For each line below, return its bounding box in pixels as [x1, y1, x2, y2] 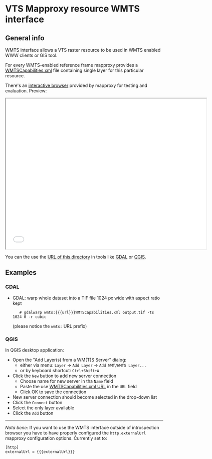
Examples [5, 268, 37, 277]
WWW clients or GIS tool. [5, 52, 58, 58]
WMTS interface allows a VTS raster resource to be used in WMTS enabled [5, 47, 161, 53]
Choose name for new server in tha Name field [20, 378, 114, 384]
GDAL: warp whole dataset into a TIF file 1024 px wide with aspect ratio [12, 295, 160, 301]
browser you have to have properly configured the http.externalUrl [5, 430, 146, 436]
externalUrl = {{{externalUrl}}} [5, 449, 75, 454]
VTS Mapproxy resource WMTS [5, 3, 140, 15]
